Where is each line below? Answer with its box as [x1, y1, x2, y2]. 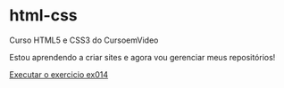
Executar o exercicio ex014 [9, 68, 109, 80]
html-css [9, 5, 78, 26]
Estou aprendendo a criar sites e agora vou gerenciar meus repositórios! [9, 52, 276, 62]
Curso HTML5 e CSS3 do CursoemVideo [9, 35, 159, 45]
